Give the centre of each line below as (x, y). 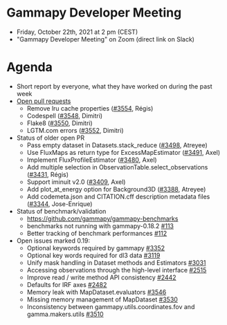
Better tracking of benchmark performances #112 (97, 233)
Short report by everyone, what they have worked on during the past (114, 86)
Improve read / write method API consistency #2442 (102, 277)
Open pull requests (44, 101)
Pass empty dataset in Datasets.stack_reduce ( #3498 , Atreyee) (117, 145)
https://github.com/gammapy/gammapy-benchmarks (102, 219)
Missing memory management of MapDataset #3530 (102, 299)
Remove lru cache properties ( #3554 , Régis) (90, 108)
